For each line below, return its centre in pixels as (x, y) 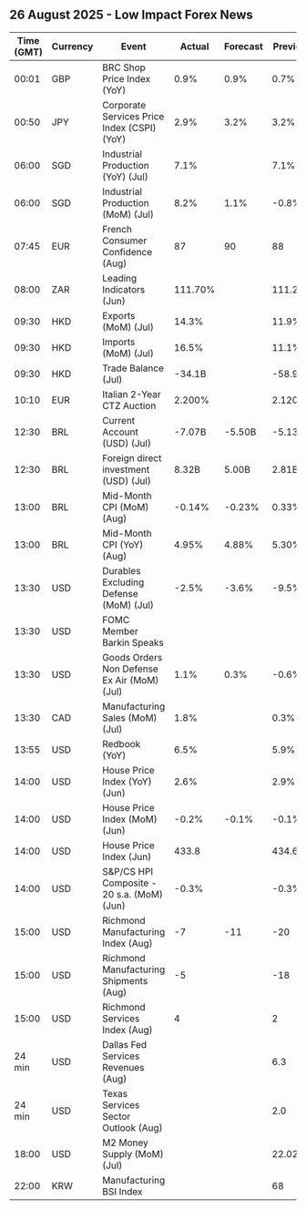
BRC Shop (123, 67)
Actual (194, 46)
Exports (118, 315)
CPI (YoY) (122, 544)
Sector (116, 1116)
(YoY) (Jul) (125, 177)
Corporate (124, 105)
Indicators (123, 289)
